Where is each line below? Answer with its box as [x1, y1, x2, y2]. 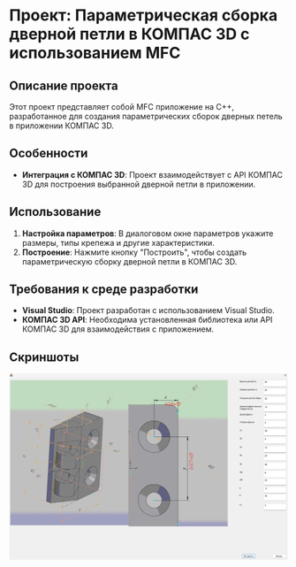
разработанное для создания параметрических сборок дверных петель [9, 111, 283, 121]
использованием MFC [9, 43, 181, 63]
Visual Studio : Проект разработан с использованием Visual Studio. [21, 305, 276, 316]
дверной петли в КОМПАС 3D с [9, 24, 250, 44]
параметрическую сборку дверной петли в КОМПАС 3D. [21, 256, 238, 266]
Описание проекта [9, 78, 118, 93]
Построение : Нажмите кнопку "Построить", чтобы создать [21, 247, 247, 257]
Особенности [9, 146, 88, 161]
